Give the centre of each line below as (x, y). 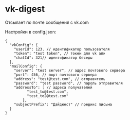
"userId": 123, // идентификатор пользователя (62, 49)
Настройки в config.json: (31, 32)
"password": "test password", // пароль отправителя (68, 83)
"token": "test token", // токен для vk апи (60, 53)
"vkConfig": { (24, 45)
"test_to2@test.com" (47, 96)
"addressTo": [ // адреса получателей (53, 87)
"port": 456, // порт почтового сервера (55, 75)
